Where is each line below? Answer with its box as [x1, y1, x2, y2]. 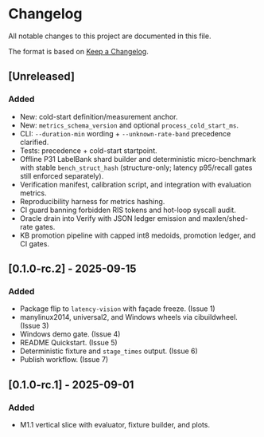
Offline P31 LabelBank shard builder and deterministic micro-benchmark [19, 154, 257, 163]
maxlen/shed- [202, 213, 249, 223]
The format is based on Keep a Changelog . [8, 46, 149, 56]
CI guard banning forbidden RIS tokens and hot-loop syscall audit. [19, 205, 236, 215]
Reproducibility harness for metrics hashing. [19, 196, 165, 206]
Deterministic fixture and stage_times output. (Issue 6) [19, 346, 199, 356]
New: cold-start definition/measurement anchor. [19, 112, 178, 121]
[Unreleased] [8, 69, 76, 84]
